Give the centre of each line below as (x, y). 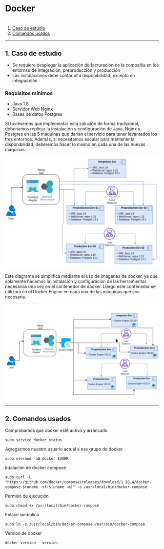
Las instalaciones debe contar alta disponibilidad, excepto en (73, 76)
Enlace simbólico (22, 515)
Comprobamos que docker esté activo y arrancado (56, 430)
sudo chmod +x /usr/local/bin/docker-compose (52, 506)
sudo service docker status (34, 440)
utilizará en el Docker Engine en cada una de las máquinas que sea (72, 292)
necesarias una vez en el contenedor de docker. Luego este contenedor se (81, 286)
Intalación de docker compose (36, 468)
